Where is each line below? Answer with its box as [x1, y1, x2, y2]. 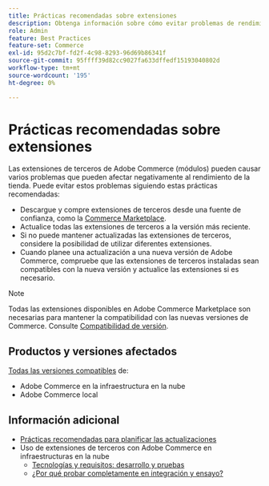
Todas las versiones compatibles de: [8, 366, 130, 375]
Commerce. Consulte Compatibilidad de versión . [8, 322, 169, 331]
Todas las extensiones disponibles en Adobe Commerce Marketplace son [8, 304, 251, 314]
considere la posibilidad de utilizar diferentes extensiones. [19, 239, 212, 249]
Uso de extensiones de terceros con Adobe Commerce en [19, 443, 212, 453]
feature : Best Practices [8, 34, 91, 43]
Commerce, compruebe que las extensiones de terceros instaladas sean [19, 256, 259, 265]
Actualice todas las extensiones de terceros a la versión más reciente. [19, 222, 251, 232]
